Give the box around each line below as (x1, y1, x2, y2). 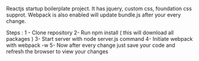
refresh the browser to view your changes (6, 48, 108, 55)
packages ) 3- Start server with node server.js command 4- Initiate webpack (6, 36, 193, 42)
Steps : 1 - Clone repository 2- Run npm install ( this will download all (6, 29, 174, 36)
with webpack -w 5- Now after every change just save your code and (6, 41, 176, 49)
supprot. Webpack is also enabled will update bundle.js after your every (6, 11, 181, 18)
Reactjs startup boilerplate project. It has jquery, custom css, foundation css (6, 5, 192, 12)
